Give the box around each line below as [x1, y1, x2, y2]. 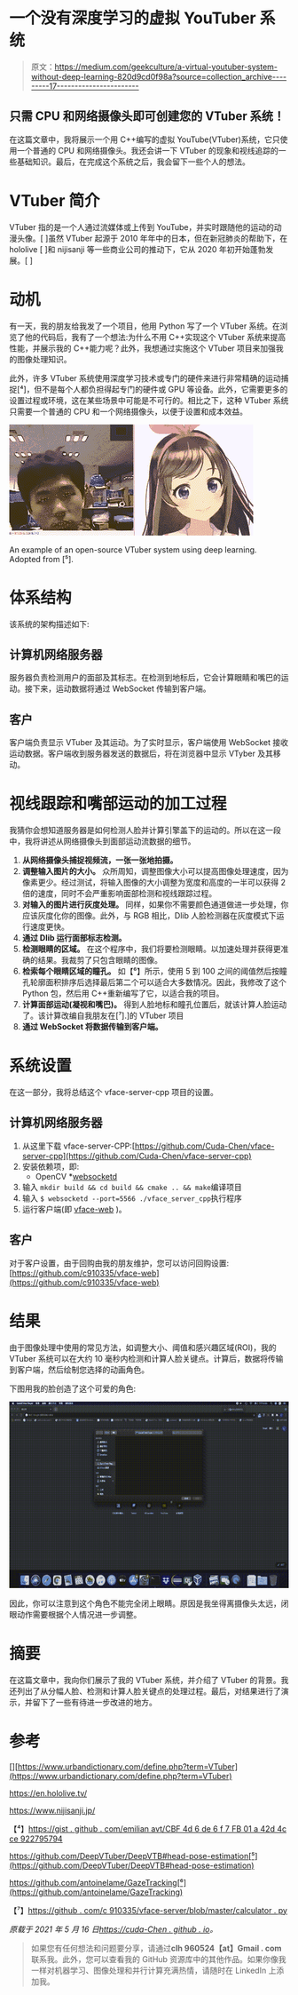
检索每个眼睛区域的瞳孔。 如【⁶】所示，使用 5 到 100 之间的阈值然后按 [21, 966, 280, 977]
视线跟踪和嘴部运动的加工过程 [9, 794, 228, 814]
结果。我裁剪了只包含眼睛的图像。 [37, 955, 162, 966]
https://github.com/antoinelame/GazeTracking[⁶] [9, 1877, 187, 1888]
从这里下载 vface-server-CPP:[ [21, 1141, 136, 1151]
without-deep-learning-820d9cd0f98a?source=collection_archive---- [30, 71, 287, 82]
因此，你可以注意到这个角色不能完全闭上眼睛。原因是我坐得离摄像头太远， [9, 1598, 281, 1609]
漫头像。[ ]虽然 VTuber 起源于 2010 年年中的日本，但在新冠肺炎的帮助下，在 [9, 233, 288, 243]
